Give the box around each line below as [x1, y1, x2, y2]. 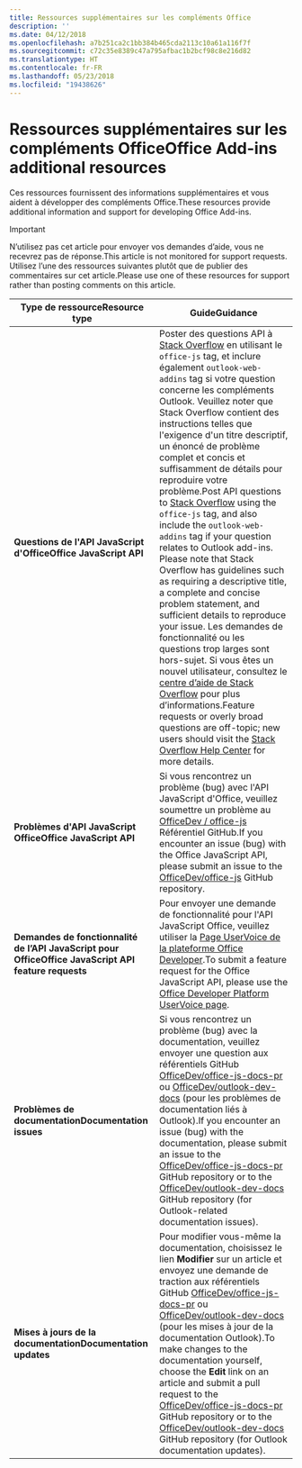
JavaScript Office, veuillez [158, 920, 270, 932]
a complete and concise [158, 586, 261, 599]
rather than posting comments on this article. [9, 279, 176, 290]
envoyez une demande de [158, 1264, 269, 1276]
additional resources [9, 157, 167, 177]
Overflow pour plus [158, 687, 241, 700]
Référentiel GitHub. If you [158, 826, 263, 838]
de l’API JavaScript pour [13, 942, 120, 955]
